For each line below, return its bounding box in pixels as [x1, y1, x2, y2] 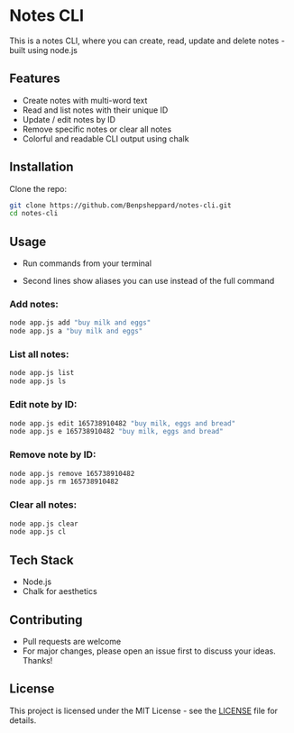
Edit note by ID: [9, 399, 78, 411]
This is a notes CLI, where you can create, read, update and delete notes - [9, 35, 286, 46]
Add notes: [9, 298, 59, 311]
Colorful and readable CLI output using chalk [22, 133, 189, 144]
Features [9, 71, 60, 87]
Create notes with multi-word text [22, 95, 148, 105]
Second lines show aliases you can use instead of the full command [22, 276, 275, 287]
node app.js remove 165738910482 [9, 469, 135, 478]
